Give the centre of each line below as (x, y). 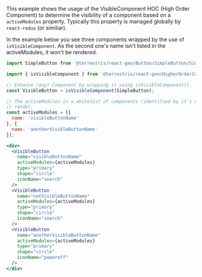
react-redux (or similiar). (37, 28)
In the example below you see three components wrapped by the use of (95, 39)
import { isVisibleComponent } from (52, 74)
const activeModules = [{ (38, 113)
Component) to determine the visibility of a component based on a (89, 15)
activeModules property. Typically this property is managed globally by (94, 21)
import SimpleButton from (38, 63)
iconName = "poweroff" (43, 258)
